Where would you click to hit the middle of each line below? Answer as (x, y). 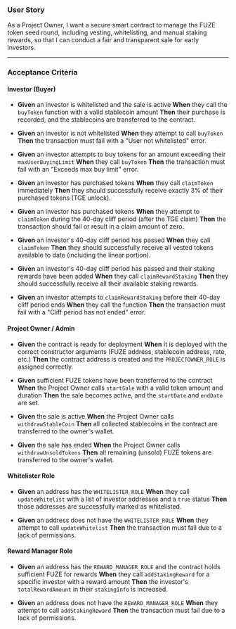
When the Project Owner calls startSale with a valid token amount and (120, 388)
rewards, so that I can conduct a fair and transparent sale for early (103, 40)
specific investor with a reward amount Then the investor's (103, 582)
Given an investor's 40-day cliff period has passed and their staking (116, 269)
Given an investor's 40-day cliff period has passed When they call (114, 240)
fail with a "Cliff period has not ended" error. (81, 312)
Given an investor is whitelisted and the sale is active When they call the (122, 105)
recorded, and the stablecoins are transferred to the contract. (106, 120)
